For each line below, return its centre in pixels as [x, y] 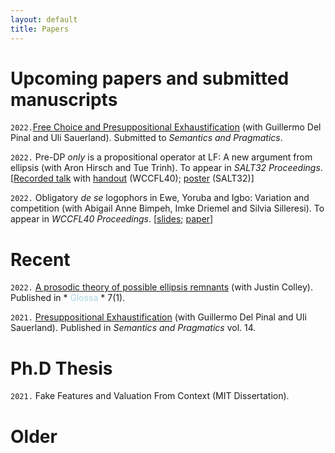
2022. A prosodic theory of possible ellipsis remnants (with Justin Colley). [161, 287]
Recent [40, 259]
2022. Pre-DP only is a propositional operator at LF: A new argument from [161, 157]
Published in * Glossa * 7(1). [68, 298]
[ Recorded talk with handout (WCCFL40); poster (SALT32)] [132, 178]
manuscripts [64, 99]
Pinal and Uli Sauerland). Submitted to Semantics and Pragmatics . [146, 138]
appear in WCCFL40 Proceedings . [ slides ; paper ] [112, 219]
